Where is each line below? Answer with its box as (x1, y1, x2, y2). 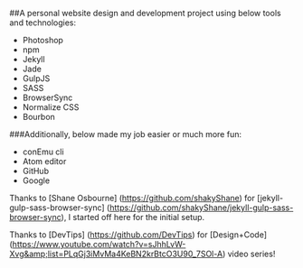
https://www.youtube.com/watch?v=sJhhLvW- (12, 239, 186, 249)
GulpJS (22, 73, 51, 84)
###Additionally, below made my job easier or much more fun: (9, 129, 242, 139)
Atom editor (22, 156, 67, 166)
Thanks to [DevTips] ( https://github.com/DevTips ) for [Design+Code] (9, 229, 268, 240)
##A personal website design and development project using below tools (9, 8, 282, 18)
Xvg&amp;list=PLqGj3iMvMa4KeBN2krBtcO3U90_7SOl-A (9, 248, 223, 259)
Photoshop (22, 35, 63, 45)
